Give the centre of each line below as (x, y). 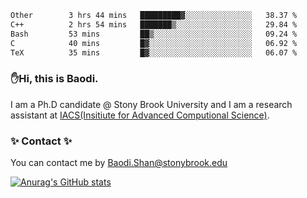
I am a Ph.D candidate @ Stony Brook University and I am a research (151, 104)
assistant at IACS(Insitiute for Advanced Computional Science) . (140, 115)
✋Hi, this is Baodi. (54, 79)
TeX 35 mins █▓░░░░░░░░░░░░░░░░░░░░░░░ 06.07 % (154, 52)
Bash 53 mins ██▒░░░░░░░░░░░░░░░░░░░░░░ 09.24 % (154, 34)
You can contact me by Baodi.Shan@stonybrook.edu (119, 162)
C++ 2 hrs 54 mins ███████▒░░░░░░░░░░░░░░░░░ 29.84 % (154, 24)
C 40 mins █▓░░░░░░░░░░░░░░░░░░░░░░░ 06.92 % (154, 43)
